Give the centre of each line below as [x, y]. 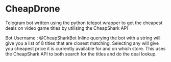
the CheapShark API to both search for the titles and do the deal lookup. [81, 54]
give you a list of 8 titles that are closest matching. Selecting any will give [82, 43]
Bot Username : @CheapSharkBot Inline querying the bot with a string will [83, 38]
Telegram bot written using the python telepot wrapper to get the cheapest [84, 23]
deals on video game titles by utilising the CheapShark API [67, 28]
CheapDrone [33, 9]
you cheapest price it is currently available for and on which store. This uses [86, 48]
